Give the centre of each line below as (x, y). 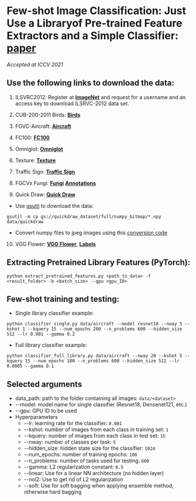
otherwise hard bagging (53, 492)
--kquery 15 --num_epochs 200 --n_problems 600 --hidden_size (105, 329)
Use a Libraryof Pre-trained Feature (94, 23)
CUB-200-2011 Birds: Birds (48, 115)
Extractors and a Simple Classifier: (93, 36)
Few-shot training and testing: (63, 299)
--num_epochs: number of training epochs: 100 (80, 455)
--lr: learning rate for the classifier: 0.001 (73, 423)
